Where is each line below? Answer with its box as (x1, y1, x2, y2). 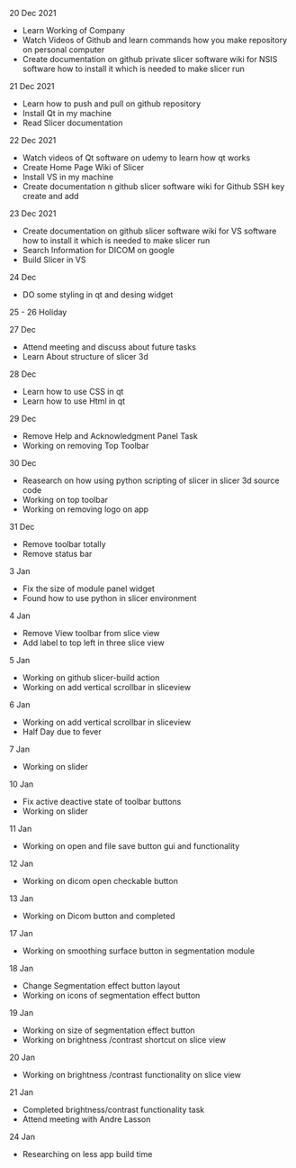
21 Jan (9, 1087, 34, 1098)
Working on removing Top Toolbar (22, 441, 149, 451)
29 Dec (9, 414, 37, 424)
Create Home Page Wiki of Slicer (22, 162, 145, 172)
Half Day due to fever (22, 726, 102, 737)
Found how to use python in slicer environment (22, 593, 197, 603)
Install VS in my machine (22, 171, 114, 182)
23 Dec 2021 (9, 208, 57, 219)
